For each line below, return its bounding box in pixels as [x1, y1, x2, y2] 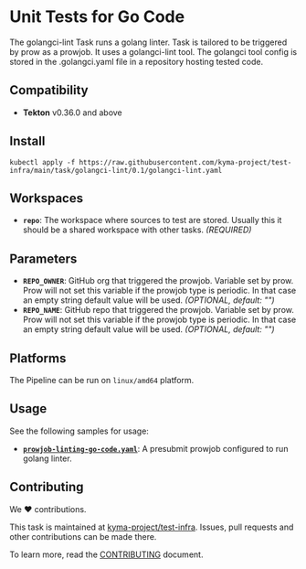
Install [9, 134, 46, 149]
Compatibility [9, 82, 89, 98]
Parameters [9, 251, 78, 266]
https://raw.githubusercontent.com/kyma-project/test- [79, 157, 292, 166]
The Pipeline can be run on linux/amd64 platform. [9, 375, 195, 385]
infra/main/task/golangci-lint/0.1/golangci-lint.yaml [9, 166, 223, 175]
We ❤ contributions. [9, 503, 87, 514]
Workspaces [9, 190, 84, 206]
